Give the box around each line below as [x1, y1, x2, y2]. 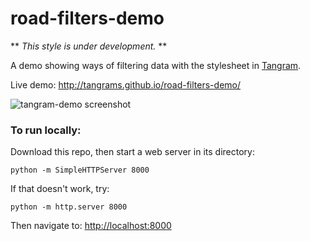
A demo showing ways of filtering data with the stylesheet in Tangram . [10, 59, 302, 71]
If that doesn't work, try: [10, 183, 110, 195]
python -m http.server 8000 [10, 202, 128, 212]
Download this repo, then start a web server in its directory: [10, 146, 255, 158]
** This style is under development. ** [10, 40, 168, 52]
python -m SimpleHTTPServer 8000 [10, 165, 150, 176]
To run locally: [10, 123, 82, 137]
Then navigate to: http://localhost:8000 [10, 220, 172, 232]
